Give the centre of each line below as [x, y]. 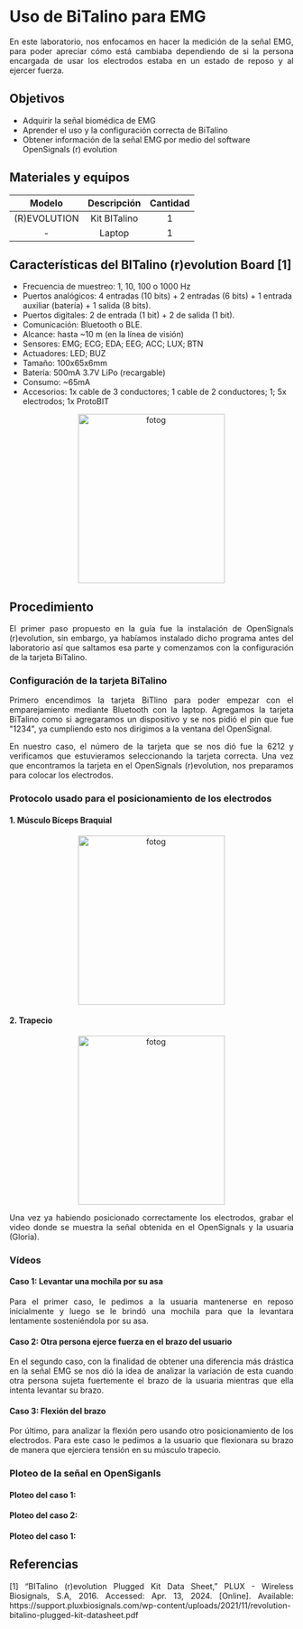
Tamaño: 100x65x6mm [65, 364]
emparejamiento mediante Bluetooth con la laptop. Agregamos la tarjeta [151, 710]
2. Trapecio [31, 1020]
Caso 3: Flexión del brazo [58, 1411]
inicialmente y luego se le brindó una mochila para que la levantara [151, 1311]
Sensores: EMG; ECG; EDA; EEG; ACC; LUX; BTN [113, 344]
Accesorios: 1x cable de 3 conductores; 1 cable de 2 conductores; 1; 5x [154, 392]
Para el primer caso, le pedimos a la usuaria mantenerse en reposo [151, 1302]
